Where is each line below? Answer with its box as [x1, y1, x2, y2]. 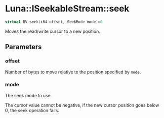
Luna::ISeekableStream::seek [5, 3, 129, 14]
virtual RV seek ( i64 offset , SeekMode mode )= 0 [5, 19, 103, 24]
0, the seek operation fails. [5, 107, 59, 113]
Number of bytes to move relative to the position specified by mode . [5, 69, 141, 75]
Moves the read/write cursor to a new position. [5, 28, 100, 34]
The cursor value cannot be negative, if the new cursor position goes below [5, 102, 160, 108]
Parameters [5, 43, 42, 51]
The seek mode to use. [5, 92, 52, 98]
